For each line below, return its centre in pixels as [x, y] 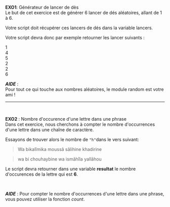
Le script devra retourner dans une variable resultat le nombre [71, 169]
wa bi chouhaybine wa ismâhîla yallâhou [60, 159]
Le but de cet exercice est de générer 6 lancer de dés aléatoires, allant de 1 [84, 13]
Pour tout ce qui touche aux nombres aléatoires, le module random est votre [84, 89]
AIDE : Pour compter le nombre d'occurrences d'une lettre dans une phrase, [85, 194]
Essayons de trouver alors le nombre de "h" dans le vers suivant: [72, 139]
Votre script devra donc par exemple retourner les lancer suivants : [75, 38]
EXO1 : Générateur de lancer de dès [42, 7]
